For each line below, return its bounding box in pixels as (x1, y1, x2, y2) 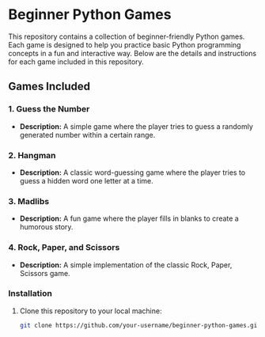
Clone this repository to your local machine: (19, 306, 162, 316)
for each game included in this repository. (8, 57, 144, 66)
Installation (8, 288, 53, 299)
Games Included (8, 80, 91, 93)
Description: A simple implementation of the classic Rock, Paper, (19, 259, 233, 270)
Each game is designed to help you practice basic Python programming (8, 40, 241, 49)
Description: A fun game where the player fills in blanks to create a (19, 214, 239, 223)
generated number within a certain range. (19, 130, 156, 139)
